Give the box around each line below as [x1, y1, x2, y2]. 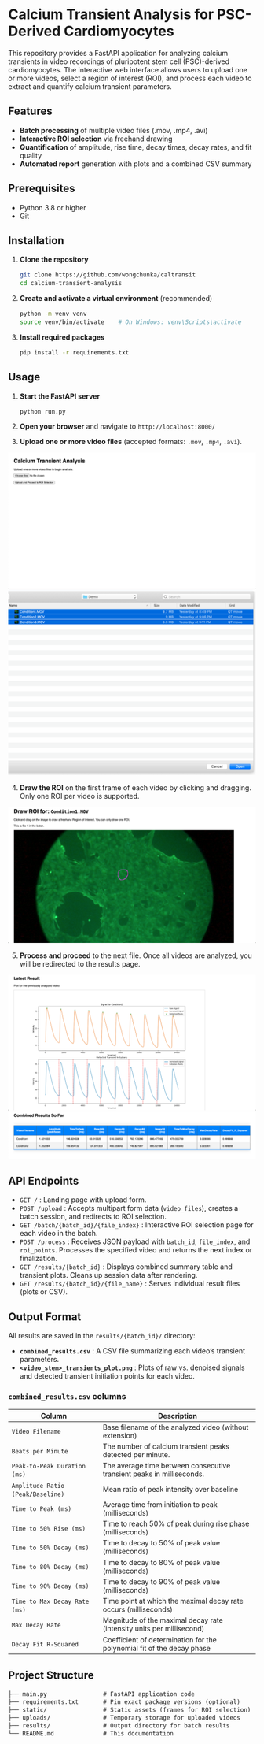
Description [158, 1411, 198, 1420]
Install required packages [19, 332, 104, 342]
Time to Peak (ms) [11, 1505, 72, 1513]
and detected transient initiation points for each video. [19, 1371, 195, 1380]
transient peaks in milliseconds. [102, 1469, 204, 1479]
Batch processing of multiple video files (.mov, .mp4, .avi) [19, 125, 208, 135]
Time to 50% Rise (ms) [11, 1524, 86, 1533]
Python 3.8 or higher [19, 202, 86, 212]
